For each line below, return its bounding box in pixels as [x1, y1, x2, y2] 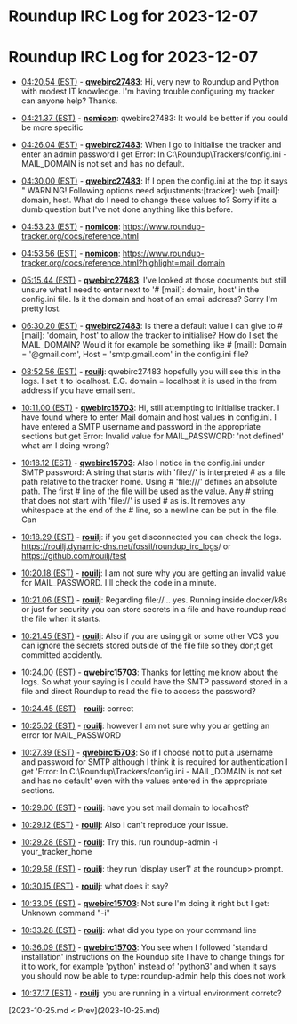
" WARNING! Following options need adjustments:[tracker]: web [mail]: [20, 185, 281, 196]
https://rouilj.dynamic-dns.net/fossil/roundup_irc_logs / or [20, 541, 232, 552]
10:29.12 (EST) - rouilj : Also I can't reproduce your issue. [20, 820, 229, 831]
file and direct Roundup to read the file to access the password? [20, 686, 256, 697]
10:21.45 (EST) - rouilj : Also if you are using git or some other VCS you [20, 631, 279, 642]
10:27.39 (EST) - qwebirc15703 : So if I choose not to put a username [20, 747, 273, 758]
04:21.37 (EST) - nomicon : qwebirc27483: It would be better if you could [20, 113, 288, 124]
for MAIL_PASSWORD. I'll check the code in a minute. [20, 578, 217, 588]
